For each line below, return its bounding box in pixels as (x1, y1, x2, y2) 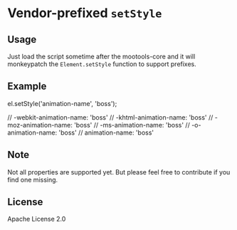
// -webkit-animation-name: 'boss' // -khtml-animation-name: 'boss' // (7, 113, 214, 122)
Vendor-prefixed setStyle (7, 5, 162, 21)
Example (7, 80, 47, 93)
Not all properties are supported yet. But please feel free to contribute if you (7, 167, 231, 176)
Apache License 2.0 (7, 215, 66, 224)
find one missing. (7, 175, 58, 184)
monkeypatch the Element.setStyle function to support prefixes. (7, 60, 197, 68)
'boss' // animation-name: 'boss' (58, 128, 154, 137)
